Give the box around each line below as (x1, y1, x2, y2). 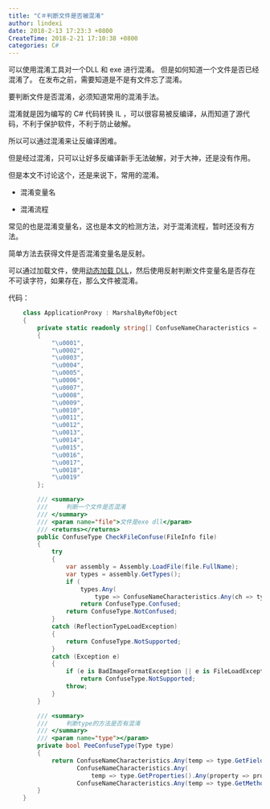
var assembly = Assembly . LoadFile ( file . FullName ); (65, 563, 239, 571)
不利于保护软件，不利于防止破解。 (22, 119, 135, 129)
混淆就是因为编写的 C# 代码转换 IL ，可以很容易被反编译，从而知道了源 (8, 109, 243, 119)
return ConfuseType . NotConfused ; (65, 608, 178, 616)
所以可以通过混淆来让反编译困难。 (8, 136, 121, 146)
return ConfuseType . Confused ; (80, 600, 182, 608)
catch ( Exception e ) (51, 652, 121, 660)
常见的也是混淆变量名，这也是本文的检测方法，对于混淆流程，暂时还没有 (8, 222, 247, 232)
